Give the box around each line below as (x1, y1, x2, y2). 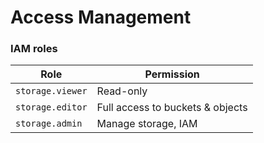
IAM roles (10, 42, 58, 56)
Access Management (10, 6, 192, 29)
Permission (144, 67, 200, 81)
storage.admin (15, 118, 83, 130)
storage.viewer (15, 86, 88, 97)
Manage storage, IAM (96, 117, 198, 131)
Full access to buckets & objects (96, 101, 248, 115)
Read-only (96, 84, 148, 98)
